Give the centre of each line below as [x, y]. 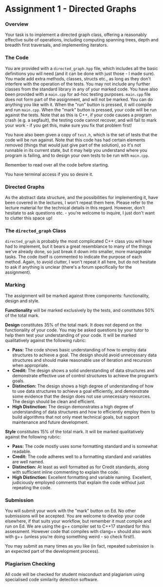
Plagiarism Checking [30, 564]
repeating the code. [32, 487]
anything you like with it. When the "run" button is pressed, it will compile [78, 104]
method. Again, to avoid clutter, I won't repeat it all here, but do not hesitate [81, 262]
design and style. [22, 301]
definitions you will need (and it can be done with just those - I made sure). [80, 73]
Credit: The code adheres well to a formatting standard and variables [81, 457]
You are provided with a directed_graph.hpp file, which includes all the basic [81, 68]
